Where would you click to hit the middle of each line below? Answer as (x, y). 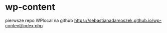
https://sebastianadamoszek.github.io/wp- (118, 20)
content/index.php (24, 25)
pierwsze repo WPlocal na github (39, 20)
